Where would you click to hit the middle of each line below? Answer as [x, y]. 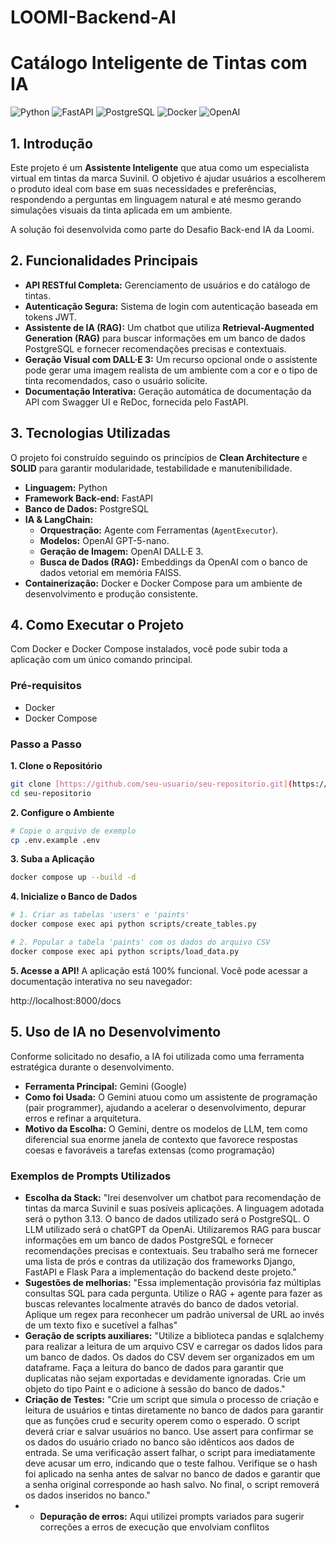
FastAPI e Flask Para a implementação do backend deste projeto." [160, 1272]
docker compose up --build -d [73, 877]
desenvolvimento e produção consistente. [111, 593]
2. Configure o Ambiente [62, 812]
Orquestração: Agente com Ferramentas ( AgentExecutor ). [159, 530]
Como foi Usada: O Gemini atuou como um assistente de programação [171, 1097]
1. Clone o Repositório [56, 765]
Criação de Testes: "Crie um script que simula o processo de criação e [172, 1399]
